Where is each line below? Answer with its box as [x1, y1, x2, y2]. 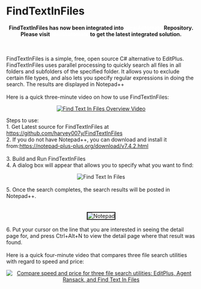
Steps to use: [6, 116, 39, 124]
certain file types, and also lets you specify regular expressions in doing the [6, 74, 194, 81]
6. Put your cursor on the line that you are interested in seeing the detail [6, 226, 184, 233]
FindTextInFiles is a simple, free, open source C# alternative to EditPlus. [6, 55, 185, 62]
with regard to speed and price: [6, 258, 84, 265]
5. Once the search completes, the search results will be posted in [6, 185, 170, 193]
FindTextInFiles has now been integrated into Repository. [8, 24, 194, 31]
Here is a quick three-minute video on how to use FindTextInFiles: [6, 93, 170, 101]
